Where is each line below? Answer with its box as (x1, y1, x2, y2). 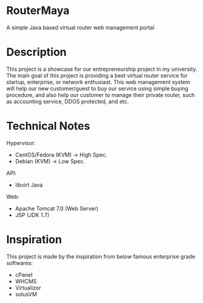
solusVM (15, 290, 38, 298)
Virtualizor (15, 284, 41, 291)
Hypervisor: (6, 139, 36, 146)
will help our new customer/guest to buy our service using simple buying (6, 85, 188, 92)
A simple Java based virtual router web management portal (6, 24, 155, 31)
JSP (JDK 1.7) (15, 211, 50, 218)
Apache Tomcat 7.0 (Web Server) (15, 205, 98, 212)
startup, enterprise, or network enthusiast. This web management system (6, 78, 190, 85)
